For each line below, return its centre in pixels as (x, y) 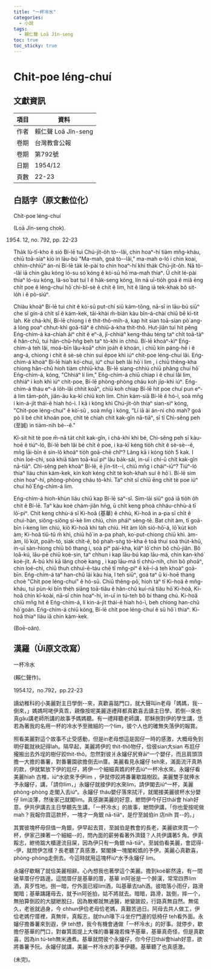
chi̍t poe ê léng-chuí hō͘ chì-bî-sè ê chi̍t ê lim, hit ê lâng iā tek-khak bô (100, 287)
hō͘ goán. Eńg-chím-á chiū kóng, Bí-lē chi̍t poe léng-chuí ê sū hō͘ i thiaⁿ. (102, 609)
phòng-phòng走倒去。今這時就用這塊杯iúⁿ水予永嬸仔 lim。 (86, 858)
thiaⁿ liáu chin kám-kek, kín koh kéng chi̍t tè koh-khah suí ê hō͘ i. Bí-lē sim (105, 473)
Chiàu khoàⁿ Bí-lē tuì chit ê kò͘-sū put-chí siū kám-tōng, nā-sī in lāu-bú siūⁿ (106, 306)
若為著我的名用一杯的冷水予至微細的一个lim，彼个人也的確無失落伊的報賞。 (107, 726)
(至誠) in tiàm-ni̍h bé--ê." (44, 425)
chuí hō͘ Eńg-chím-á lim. (44, 486)
